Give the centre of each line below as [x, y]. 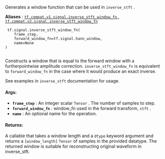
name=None [24, 43]
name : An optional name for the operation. [54, 114]
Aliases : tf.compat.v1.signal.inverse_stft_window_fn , [62, 17]
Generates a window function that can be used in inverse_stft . [70, 7]
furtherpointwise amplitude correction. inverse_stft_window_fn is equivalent [82, 66]
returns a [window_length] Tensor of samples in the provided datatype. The [81, 141]
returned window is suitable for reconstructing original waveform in [73, 146]
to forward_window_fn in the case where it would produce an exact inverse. [81, 71]
